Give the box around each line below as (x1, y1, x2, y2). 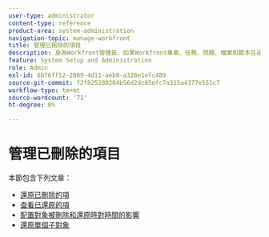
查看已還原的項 (19, 200, 70, 210)
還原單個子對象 (19, 220, 70, 230)
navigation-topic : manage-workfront (8, 34, 130, 42)
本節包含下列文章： (8, 173, 72, 183)
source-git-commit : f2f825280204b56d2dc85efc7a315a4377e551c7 (8, 78, 220, 86)
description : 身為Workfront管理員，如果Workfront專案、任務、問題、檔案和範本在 (8, 49, 257, 57)
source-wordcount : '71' (8, 94, 88, 102)
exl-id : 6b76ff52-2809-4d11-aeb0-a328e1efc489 (8, 71, 167, 79)
